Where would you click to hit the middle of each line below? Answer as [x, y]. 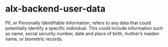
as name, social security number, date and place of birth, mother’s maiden [82, 33]
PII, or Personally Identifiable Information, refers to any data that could [78, 23]
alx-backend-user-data [55, 9]
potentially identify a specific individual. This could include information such [84, 28]
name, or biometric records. [34, 39]
